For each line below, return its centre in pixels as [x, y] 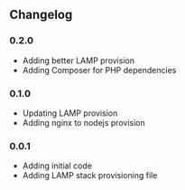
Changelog [41, 15]
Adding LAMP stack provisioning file [90, 176]
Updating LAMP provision [70, 113]
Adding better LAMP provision [79, 60]
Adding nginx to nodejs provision [84, 122]
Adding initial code [57, 166]
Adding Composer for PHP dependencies [99, 70]
